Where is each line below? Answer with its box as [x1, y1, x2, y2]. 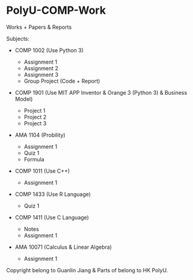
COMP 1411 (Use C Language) [14, 213, 89, 221]
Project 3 [23, 119, 47, 127]
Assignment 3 [23, 71, 59, 78]
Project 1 [23, 107, 46, 114]
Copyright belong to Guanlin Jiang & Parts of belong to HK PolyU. [6, 266, 168, 273]
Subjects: [6, 35, 30, 42]
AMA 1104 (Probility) [14, 131, 66, 139]
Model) [14, 95, 33, 103]
